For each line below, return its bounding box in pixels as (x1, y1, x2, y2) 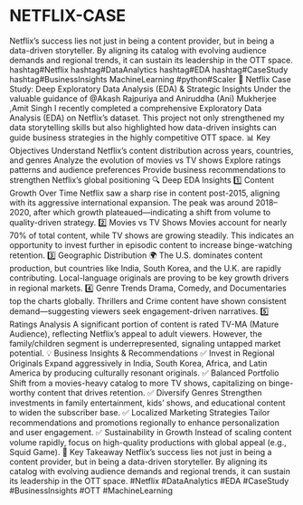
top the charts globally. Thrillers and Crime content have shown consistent (9, 295, 287, 306)
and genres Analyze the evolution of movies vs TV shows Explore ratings (9, 155, 281, 166)
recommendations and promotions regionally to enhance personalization (9, 417, 280, 428)
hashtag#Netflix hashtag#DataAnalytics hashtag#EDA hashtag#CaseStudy (9, 64, 289, 75)
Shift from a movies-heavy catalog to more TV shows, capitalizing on (9, 377, 267, 388)
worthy (9, 386, 36, 398)
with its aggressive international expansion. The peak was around (9, 196, 254, 208)
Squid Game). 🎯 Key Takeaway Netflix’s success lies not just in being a (9, 446, 272, 457)
